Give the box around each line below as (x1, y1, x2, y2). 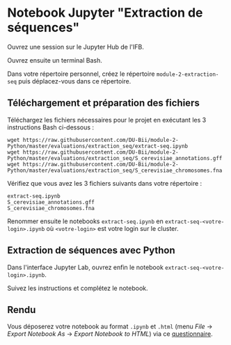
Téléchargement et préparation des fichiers (7, 97, 200, 109)
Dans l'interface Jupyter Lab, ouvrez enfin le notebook (7, 263, 164, 271)
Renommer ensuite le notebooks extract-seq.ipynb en (7, 217, 164, 225)
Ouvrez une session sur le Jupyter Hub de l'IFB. (7, 42, 144, 51)
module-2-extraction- (156, 71, 219, 78)
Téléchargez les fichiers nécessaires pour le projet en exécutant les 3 (7, 115, 207, 124)
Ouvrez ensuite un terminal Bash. (7, 56, 102, 64)
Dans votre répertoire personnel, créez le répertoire (7, 70, 155, 78)
